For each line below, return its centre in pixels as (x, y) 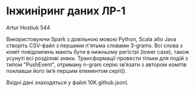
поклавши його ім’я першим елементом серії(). (66, 70)
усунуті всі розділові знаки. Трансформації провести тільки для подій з (97, 58)
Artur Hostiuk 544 (28, 27)
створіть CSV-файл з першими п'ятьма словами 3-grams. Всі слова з (95, 45)
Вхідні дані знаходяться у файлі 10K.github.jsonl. (67, 82)
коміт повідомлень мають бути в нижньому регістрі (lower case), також (98, 51)
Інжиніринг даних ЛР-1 (66, 11)
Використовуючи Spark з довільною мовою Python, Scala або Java (91, 39)
